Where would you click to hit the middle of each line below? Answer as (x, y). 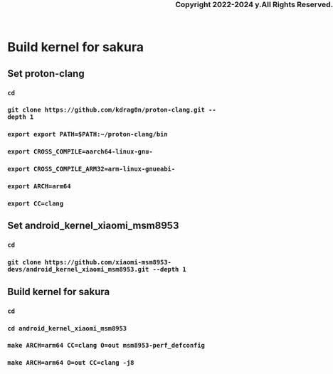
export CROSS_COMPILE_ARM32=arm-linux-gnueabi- (91, 169)
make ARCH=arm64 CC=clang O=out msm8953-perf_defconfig (106, 346)
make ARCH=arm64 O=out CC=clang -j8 (71, 363)
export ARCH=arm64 (39, 186)
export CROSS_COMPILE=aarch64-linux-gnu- (80, 152)
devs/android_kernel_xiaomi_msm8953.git (78, 269)
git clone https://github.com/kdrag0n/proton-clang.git (106, 110)
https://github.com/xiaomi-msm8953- (108, 262)
